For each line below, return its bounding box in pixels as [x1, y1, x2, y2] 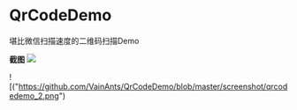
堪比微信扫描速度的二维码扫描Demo [9, 35, 140, 46]
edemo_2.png [9, 90, 59, 101]
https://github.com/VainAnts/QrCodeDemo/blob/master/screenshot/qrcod [18, 81, 288, 92]
